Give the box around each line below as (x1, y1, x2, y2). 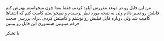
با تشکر (5, 30, 19, 36)
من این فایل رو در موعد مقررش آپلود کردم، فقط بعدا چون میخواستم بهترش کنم (5, 5, 151, 10)
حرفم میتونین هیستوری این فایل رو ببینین (5, 20, 80, 26)
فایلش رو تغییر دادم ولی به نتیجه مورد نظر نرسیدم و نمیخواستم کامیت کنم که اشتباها (5, 10, 160, 16)
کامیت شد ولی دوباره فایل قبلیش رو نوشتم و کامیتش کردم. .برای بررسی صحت (5, 15, 151, 21)
